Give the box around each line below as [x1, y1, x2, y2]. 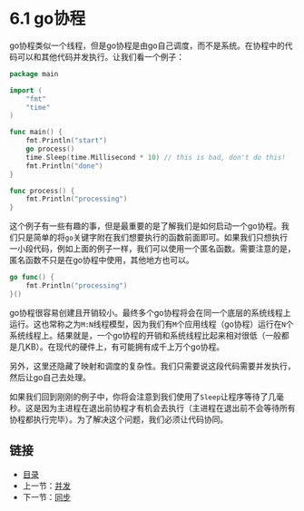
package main [9, 69, 59, 78]
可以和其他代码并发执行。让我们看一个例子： [16, 51, 184, 62]
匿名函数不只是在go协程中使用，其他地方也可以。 [9, 255, 194, 266]
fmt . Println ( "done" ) [25, 161, 103, 171]
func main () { [9, 128, 64, 137]
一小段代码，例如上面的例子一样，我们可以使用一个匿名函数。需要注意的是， [9, 243, 296, 254]
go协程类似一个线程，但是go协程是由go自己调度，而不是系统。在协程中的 [9, 40, 285, 51]
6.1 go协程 [9, 8, 86, 29]
